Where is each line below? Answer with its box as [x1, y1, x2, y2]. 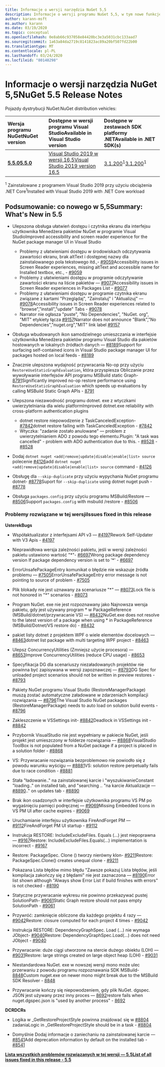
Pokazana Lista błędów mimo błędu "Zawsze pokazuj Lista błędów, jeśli [12, 867, 157, 873]
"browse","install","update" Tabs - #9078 [19, 306, 102, 312]
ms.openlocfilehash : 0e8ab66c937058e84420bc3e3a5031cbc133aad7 [5, 35, 137, 40]
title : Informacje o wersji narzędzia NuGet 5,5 [5, 7, 107, 12]
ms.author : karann [5, 21, 43, 26]
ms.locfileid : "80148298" [5, 58, 58, 63]
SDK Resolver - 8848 [12, 977, 55, 983]
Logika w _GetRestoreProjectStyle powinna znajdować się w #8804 [12, 1016, 149, 1023]
